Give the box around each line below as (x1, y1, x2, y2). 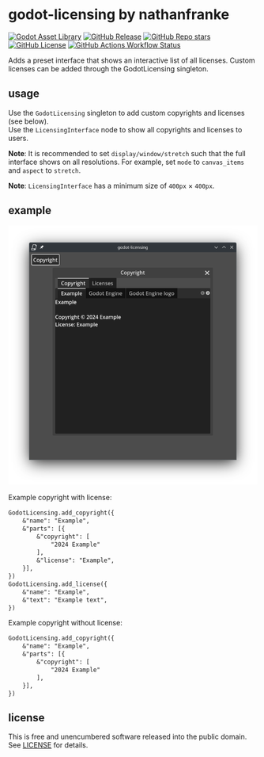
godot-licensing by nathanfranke (8, 6, 230, 24)
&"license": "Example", (36, 556, 115, 564)
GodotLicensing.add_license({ (8, 580, 108, 588)
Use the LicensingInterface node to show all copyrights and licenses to (8, 124, 243, 134)
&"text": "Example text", (22, 596, 108, 604)
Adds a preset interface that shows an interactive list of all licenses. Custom (8, 55, 255, 65)
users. (8, 133, 29, 143)
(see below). (8, 117, 49, 126)
